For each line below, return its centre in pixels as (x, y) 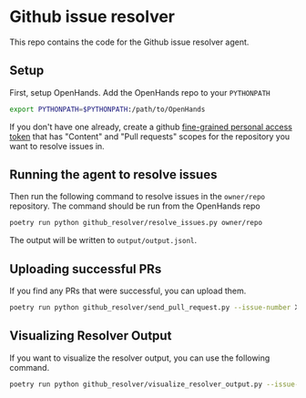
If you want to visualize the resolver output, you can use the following (140, 358)
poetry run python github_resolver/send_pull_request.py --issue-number (150, 308)
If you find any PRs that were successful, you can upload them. (128, 291)
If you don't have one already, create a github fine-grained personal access (151, 127)
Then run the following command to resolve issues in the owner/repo (138, 197)
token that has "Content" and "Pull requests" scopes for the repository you (150, 136)
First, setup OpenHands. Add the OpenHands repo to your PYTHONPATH (140, 92)
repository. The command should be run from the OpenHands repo (135, 206)
